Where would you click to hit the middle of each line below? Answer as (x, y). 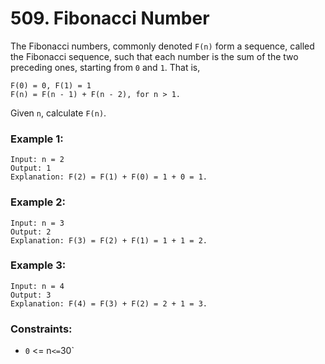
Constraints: (41, 329)
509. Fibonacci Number (110, 18)
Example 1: (37, 139)
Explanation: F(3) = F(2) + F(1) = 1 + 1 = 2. (109, 240)
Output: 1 (31, 168)
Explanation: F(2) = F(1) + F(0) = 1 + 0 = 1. (109, 177)
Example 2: (38, 202)
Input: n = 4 (37, 286)
